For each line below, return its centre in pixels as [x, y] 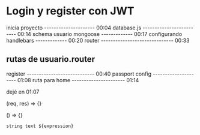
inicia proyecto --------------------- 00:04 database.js [74, 28]
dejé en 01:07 [23, 92]
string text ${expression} [40, 126]
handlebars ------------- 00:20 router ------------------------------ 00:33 [98, 40]
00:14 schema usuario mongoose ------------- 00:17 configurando [100, 34]
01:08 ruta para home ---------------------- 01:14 [78, 80]
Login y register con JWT [70, 11]
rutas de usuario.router [50, 59]
